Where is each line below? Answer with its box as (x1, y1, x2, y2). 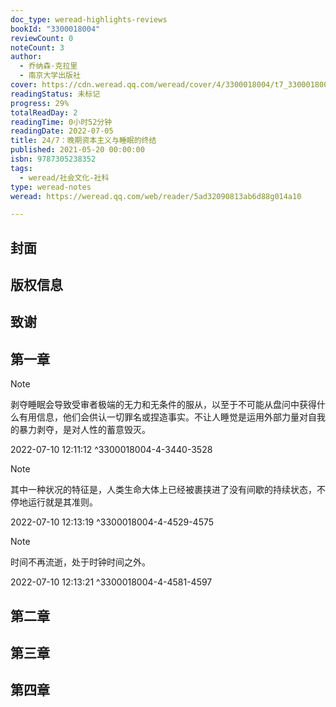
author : (10, 52, 43, 62)
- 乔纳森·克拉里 (19, 61, 78, 71)
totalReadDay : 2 (10, 107, 78, 118)
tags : (10, 163, 33, 173)
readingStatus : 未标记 (10, 89, 101, 99)
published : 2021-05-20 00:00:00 (10, 145, 145, 155)
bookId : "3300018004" (10, 24, 101, 34)
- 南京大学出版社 (19, 71, 81, 81)
